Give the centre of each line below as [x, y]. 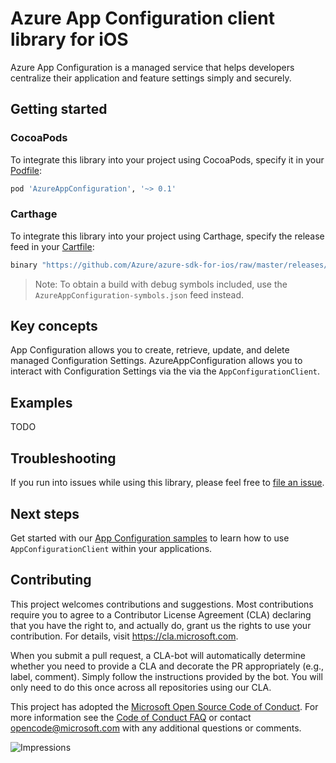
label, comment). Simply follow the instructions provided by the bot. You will [166, 676]
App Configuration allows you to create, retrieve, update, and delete [150, 350]
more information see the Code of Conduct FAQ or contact [131, 717]
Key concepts [54, 326]
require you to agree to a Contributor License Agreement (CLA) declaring [161, 614]
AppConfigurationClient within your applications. [111, 548]
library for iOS [69, 39]
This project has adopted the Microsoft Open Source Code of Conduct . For [164, 706]
